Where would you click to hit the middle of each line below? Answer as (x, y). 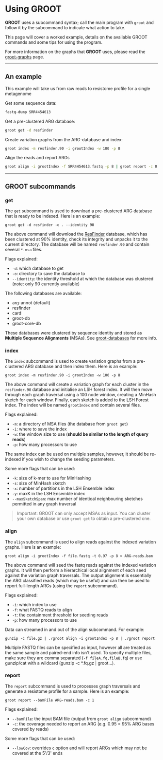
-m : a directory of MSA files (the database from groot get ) (70, 424)
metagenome (18, 93)
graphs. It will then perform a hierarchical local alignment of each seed (76, 570)
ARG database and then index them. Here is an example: (81, 367)
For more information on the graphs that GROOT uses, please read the (75, 52)
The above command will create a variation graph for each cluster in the (77, 384)
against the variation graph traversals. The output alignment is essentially (78, 575)
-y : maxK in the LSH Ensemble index (49, 494)
